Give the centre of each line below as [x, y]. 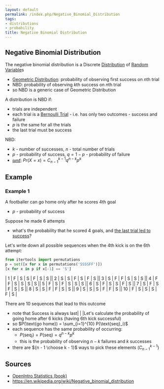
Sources [18, 364]
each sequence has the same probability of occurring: [67, 329]
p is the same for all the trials [42, 124]
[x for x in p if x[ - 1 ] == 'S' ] [38, 269]
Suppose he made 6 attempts [35, 221]
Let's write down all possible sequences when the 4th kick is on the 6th [78, 245]
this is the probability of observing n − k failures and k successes [85, 342]
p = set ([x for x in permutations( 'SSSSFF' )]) [54, 264]
